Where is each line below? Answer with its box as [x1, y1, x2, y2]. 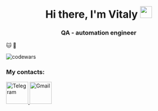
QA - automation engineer [60, 29, 137, 37]
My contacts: [6, 68, 45, 76]
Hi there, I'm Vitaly [45, 8, 138, 21]
